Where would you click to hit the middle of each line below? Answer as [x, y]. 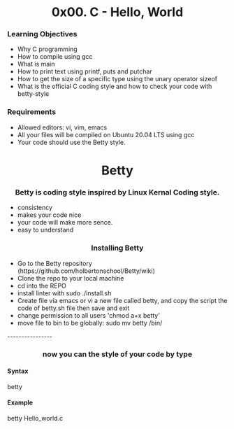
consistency [35, 208]
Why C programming [47, 49]
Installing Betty [117, 248]
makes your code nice [49, 215]
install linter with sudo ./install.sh [64, 293]
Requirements [32, 112]
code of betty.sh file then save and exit [73, 308]
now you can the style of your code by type [117, 354]
